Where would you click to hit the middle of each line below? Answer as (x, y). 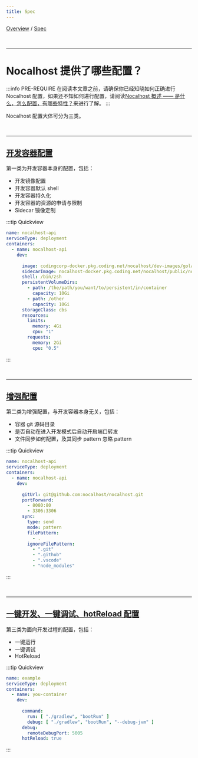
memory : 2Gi (47, 343)
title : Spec (21, 12)
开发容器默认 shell (37, 188)
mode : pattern (44, 527)
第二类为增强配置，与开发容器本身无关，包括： (63, 412)
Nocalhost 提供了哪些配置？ (75, 71)
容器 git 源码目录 (35, 424)
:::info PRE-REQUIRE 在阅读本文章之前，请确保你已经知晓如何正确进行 (91, 88)
